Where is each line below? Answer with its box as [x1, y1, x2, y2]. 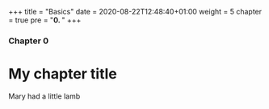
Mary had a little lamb [8, 91, 81, 101]
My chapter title [8, 65, 117, 83]
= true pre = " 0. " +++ [8, 15, 82, 25]
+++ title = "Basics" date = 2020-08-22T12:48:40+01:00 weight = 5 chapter [8, 7, 263, 16]
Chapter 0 [8, 35, 49, 46]
